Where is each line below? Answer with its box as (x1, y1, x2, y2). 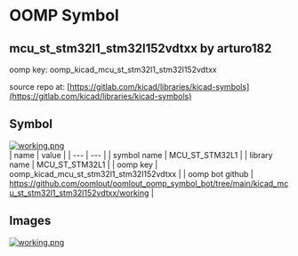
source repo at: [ (9, 82, 70, 92)
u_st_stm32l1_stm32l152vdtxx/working (9, 188, 149, 198)
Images (9, 213, 52, 228)
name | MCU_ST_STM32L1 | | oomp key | (9, 159, 158, 170)
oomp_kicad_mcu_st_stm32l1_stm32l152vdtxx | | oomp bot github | (9, 168, 254, 179)
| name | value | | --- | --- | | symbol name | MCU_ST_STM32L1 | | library (9, 149, 273, 160)
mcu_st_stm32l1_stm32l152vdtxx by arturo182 (9, 41, 272, 56)
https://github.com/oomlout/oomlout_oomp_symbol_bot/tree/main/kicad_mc (9, 178, 289, 188)
